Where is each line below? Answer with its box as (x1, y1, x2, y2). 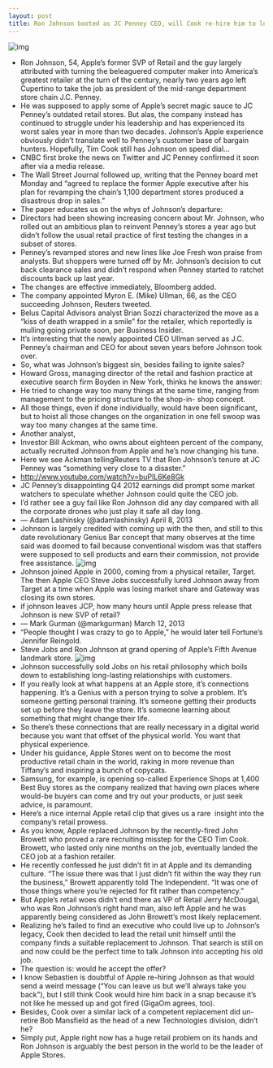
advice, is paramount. (19, 799, 93, 809)
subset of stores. (19, 239, 77, 249)
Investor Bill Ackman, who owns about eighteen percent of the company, (19, 437, 264, 447)
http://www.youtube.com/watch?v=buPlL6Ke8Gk (19, 472, 185, 482)
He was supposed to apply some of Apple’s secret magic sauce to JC (19, 101, 253, 110)
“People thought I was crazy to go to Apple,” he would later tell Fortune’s (19, 627, 263, 637)
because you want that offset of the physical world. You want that (19, 730, 241, 740)
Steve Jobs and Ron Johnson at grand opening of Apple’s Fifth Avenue (19, 644, 258, 654)
